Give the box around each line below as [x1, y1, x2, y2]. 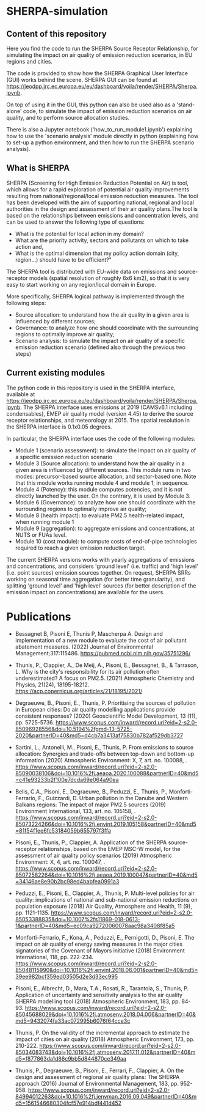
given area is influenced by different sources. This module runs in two [15, 466, 191, 473]
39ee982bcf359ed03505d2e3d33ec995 [15, 973, 118, 980]
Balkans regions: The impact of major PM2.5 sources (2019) [15, 801, 167, 808]
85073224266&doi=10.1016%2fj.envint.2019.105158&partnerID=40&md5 [15, 820, 196, 828]
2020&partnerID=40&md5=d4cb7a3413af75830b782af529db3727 [15, 732, 184, 739]
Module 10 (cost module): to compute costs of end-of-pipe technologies [15, 537, 197, 545]
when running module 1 [15, 518, 74, 525]
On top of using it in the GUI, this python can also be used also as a [6, 101, 176, 108]
